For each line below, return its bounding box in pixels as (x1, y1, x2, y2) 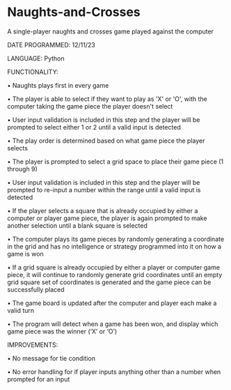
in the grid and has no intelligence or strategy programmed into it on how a (7, 242, 221, 251)
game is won (7, 249, 44, 258)
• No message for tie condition (7, 354, 96, 362)
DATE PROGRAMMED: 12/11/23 (7, 40, 95, 49)
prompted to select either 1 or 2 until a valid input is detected (7, 123, 181, 131)
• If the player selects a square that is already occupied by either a (7, 206, 198, 214)
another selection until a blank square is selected (7, 221, 148, 230)
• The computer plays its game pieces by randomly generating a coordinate (7, 235, 225, 243)
